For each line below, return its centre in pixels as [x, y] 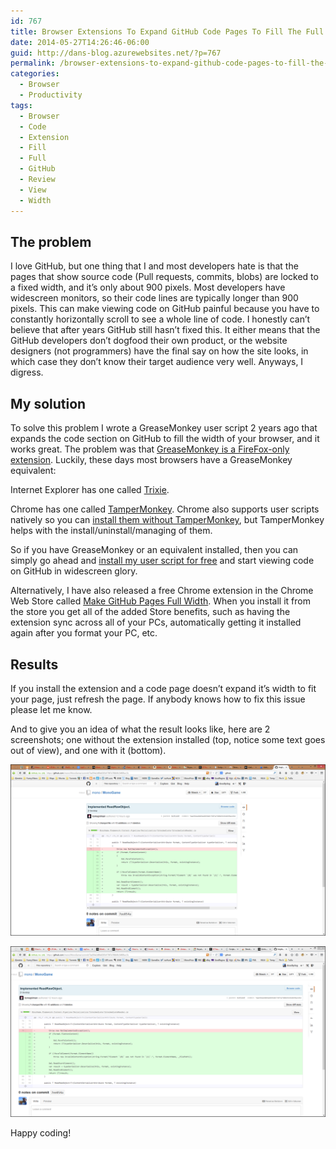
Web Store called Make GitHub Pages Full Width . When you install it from [160, 601]
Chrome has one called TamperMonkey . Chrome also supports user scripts [165, 509]
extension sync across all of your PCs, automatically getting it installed [156, 622]
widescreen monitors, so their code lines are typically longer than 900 [154, 298]
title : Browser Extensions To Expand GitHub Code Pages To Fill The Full [167, 31]
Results [34, 664]
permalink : [33, 63]
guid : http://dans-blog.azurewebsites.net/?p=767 [116, 53]
